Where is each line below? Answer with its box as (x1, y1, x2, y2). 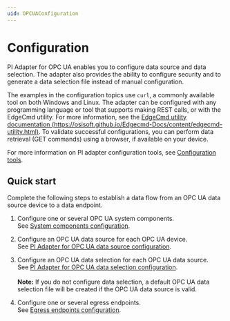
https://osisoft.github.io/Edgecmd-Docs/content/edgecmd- (54, 120, 223, 128)
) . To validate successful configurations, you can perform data (36, 127, 214, 135)
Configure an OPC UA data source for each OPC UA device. (17, 235, 188, 244)
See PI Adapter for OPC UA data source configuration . (17, 242, 172, 251)
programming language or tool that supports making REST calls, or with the (7, 105, 221, 114)
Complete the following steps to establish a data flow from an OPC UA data (7, 194, 221, 202)
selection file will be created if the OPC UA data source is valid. (17, 285, 197, 293)
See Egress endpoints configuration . (17, 306, 122, 314)
